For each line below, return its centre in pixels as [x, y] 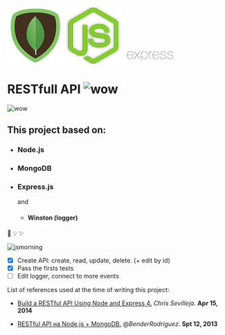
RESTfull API [44, 89]
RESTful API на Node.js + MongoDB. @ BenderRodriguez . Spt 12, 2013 [117, 324]
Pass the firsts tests [45, 268]
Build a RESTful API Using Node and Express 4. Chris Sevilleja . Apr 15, [117, 303]
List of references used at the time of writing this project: [88, 289]
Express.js [35, 187]
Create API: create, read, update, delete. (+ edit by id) [94, 260]
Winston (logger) [53, 218]
